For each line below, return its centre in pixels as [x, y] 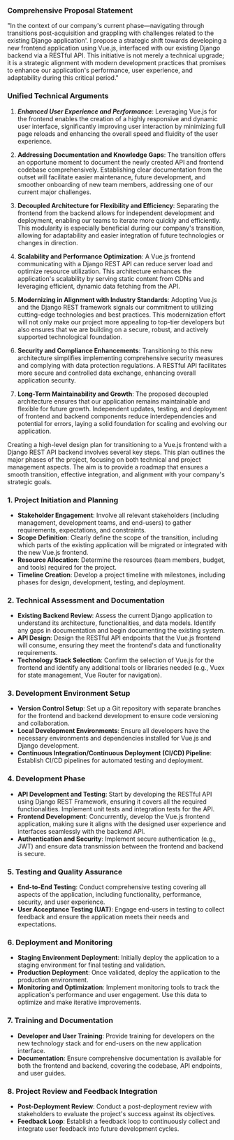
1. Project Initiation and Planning [63, 500]
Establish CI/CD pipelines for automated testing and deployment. [110, 761]
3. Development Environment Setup [69, 694]
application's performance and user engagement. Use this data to [112, 995]
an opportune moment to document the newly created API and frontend [120, 162]
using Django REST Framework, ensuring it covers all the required [112, 802]
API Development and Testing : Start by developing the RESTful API [115, 794]
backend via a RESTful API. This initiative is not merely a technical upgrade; [116, 55]
